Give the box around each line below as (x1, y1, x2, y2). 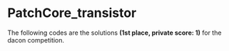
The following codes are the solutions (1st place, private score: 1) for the (7, 28, 222, 37)
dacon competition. (7, 35, 65, 44)
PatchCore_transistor (7, 5, 137, 21)
